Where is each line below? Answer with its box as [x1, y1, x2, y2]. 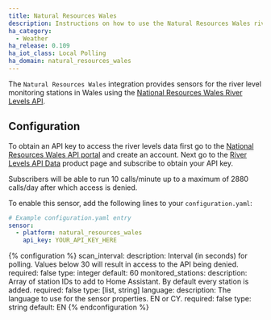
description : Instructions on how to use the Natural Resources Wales [8, 19, 251, 27]
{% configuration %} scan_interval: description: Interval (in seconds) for [8, 251, 248, 261]
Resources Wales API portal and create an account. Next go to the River [8, 149, 248, 159]
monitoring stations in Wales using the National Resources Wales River [8, 87, 243, 97]
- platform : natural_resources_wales [15, 229, 143, 237]
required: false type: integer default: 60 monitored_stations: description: [8, 268, 248, 278]
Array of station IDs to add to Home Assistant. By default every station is [8, 276, 249, 287]
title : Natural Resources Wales [8, 11, 117, 20]
